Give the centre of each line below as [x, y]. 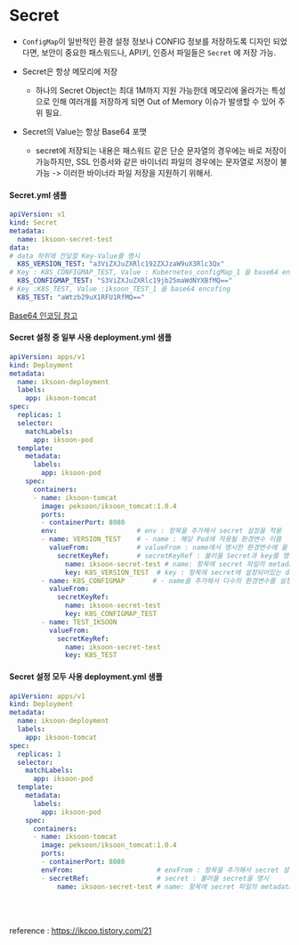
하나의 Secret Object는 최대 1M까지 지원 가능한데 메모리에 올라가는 [152, 90]
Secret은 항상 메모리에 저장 [70, 71]
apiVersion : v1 [37, 215]
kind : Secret [33, 223]
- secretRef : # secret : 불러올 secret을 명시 [155, 878]
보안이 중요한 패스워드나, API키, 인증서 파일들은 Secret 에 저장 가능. [159, 52]
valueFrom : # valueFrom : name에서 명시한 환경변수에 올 [168, 548]
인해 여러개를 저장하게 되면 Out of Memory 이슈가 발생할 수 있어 [164, 101]
